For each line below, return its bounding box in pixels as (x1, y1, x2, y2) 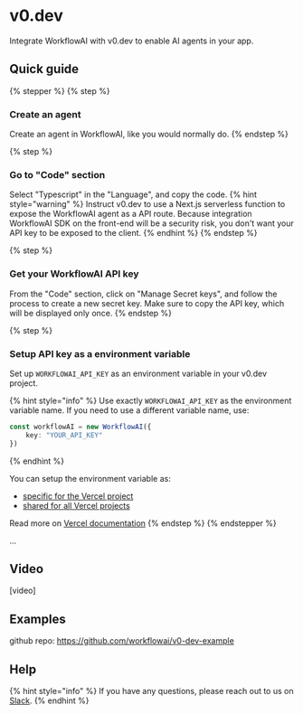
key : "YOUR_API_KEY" (25, 430, 103, 439)
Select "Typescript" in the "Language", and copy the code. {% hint (9, 189, 258, 200)
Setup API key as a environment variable (9, 347, 191, 360)
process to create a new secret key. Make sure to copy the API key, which (9, 297, 285, 308)
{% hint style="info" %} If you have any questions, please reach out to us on (9, 686, 294, 696)
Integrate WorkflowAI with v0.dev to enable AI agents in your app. (9, 35, 254, 46)
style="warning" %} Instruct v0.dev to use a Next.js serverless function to (9, 199, 286, 210)
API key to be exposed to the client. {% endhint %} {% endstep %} (9, 228, 258, 239)
